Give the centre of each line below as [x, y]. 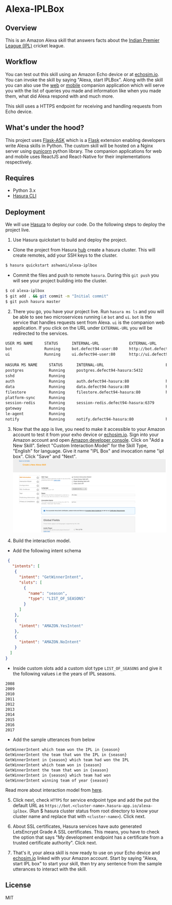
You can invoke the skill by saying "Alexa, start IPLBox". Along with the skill [84, 80]
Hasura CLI [25, 196]
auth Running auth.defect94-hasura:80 [67, 381]
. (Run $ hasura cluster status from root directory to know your [92, 811]
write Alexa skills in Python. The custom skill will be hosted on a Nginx [79, 146]
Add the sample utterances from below [54, 739]
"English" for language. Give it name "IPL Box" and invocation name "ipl [88, 451]
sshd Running [35, 376]
